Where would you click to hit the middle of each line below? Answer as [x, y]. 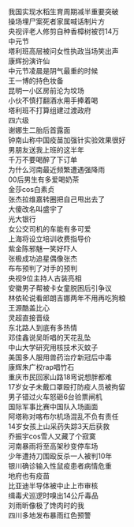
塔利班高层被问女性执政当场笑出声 [63, 51]
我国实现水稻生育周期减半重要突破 [63, 11]
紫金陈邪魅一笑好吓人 [43, 248]
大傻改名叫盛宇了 [36, 209]
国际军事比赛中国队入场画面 [53, 407]
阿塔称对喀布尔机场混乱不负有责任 [63, 416]
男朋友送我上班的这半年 [46, 150]
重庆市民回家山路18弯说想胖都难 [60, 377]
